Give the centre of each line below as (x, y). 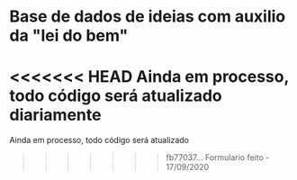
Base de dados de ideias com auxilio (148, 17)
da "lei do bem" (69, 36)
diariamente (55, 115)
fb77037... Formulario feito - (218, 157)
